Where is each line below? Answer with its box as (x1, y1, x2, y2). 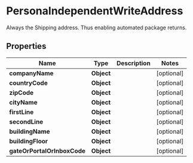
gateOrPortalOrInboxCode (9, 146, 85, 155)
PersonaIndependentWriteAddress (6, 4, 183, 18)
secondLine (9, 118, 44, 126)
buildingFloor (9, 137, 48, 145)
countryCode (9, 79, 48, 87)
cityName (9, 98, 38, 106)
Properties (6, 41, 47, 51)
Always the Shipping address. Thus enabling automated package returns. (6, 24, 187, 31)
